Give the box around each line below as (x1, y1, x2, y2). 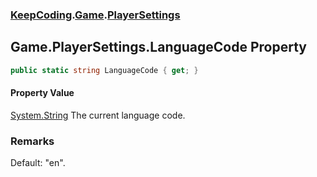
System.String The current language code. (10, 109, 186, 121)
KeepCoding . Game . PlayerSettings (10, 8, 181, 22)
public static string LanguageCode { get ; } (10, 65, 199, 75)
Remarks (10, 134, 55, 148)
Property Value (10, 87, 75, 99)
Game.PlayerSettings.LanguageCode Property (10, 39, 307, 56)
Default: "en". (10, 157, 66, 169)
